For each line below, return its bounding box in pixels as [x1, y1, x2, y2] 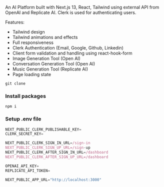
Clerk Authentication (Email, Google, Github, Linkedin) [12, 45, 124, 50]
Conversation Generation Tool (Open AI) [12, 61, 95, 66]
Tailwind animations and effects [12, 34, 78, 40]
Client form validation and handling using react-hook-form [12, 50, 132, 56]
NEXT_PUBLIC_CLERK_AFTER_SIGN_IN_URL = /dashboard [5, 150, 108, 155]
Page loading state [12, 71, 51, 77]
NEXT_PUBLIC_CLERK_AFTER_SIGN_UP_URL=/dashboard [5, 154, 108, 159]
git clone [5, 81, 26, 86]
